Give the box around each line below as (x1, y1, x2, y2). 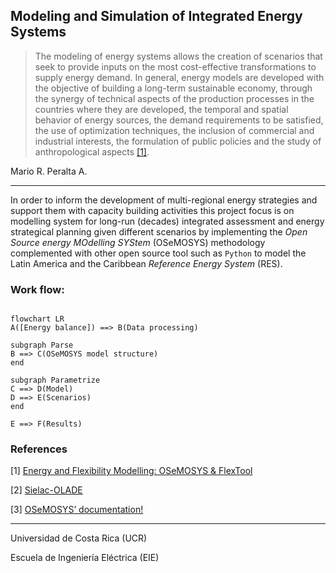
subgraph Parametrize (10, 375, 101, 386)
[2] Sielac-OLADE (10, 484, 83, 496)
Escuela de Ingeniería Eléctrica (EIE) (10, 552, 160, 564)
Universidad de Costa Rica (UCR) (10, 532, 148, 544)
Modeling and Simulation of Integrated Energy (10, 8, 303, 25)
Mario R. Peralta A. (10, 165, 88, 177)
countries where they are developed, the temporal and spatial (34, 103, 289, 115)
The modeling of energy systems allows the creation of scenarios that (34, 50, 323, 62)
